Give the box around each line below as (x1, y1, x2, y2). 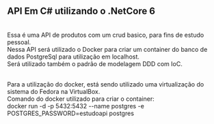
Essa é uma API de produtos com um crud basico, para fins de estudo (7, 31, 204, 39)
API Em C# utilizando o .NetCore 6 (7, 5, 156, 17)
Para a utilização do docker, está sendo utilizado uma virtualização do (7, 80, 204, 88)
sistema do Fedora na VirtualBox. (7, 87, 101, 95)
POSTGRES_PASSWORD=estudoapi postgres (7, 109, 135, 117)
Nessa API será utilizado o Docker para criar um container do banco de (7, 45, 208, 53)
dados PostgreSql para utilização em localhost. (7, 52, 140, 61)
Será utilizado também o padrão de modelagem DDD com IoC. (7, 59, 183, 67)
